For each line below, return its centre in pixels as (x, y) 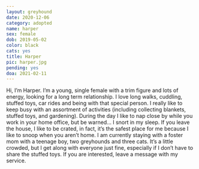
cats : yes (19, 51)
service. (16, 161)
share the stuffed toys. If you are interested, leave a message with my (92, 155)
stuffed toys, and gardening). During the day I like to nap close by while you (99, 116)
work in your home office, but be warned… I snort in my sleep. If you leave (98, 122)
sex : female (21, 34)
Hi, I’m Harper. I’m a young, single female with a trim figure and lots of (92, 90)
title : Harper (24, 57)
